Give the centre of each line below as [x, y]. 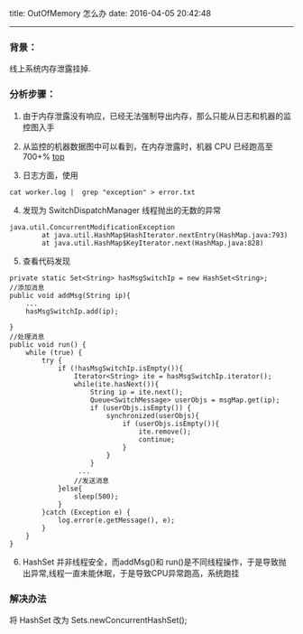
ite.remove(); [165, 432]
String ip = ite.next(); [136, 392]
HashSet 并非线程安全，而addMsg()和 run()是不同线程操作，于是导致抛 [154, 562]
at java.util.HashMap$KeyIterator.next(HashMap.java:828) [153, 243]
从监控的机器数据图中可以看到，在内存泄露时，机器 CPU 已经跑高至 [147, 146]
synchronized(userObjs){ [153, 415]
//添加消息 [27, 287]
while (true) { [54, 352]
